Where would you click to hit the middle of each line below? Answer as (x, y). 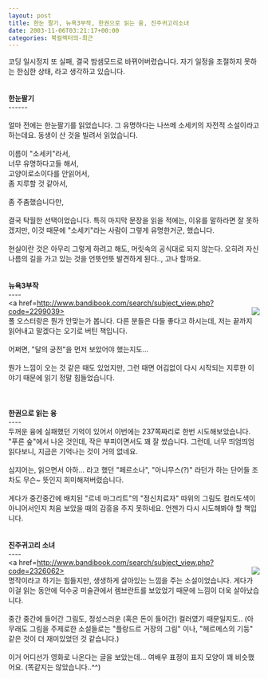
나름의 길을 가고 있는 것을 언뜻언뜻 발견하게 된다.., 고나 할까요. (105, 259)
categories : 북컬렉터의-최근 (51, 38)
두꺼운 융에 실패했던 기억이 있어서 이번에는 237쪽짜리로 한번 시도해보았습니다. (130, 432)
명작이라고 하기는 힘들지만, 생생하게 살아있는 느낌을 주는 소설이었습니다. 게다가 (131, 581)
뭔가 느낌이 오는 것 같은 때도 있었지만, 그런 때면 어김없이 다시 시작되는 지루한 (127, 368)
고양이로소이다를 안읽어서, (49, 174)
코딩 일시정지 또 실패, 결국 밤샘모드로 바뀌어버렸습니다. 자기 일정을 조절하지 (125, 61)
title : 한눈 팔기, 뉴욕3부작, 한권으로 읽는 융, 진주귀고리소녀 (99, 23)
